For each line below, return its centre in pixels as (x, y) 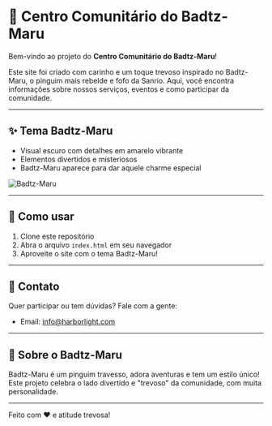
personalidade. (33, 392)
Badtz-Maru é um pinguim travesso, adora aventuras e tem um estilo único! (134, 374)
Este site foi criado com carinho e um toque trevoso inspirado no (116, 71)
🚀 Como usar (41, 217)
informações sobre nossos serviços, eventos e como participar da (119, 89)
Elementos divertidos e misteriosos (79, 159)
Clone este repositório (57, 236)
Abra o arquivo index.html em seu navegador (96, 245)
